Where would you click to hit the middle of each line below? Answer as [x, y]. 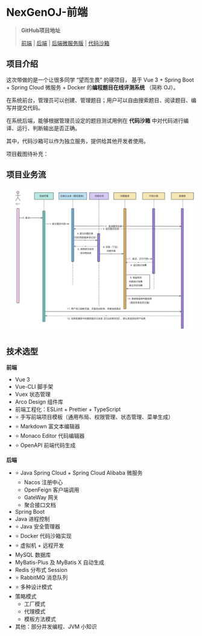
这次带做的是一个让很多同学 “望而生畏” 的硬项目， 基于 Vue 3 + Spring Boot [100, 80]
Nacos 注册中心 [43, 482]
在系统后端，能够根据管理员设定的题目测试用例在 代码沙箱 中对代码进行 [95, 120]
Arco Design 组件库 [39, 401]
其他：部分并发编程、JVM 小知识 [56, 626]
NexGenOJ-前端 [47, 12]
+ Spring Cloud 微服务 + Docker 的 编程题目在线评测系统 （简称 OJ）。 [93, 87]
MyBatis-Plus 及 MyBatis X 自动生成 [59, 562]
